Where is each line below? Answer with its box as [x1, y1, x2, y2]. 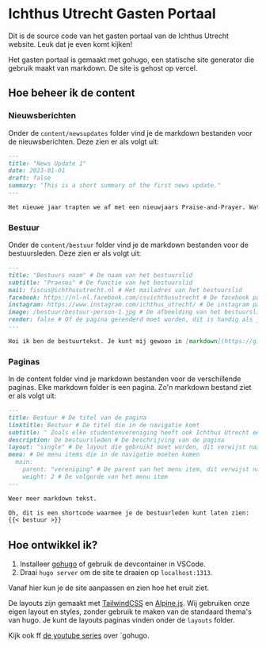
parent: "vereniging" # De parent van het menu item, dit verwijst [22, 465, 249, 473]
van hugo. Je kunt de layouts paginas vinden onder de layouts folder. [8, 615, 235, 625]
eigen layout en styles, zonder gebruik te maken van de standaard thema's [8, 607, 252, 616]
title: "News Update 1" [8, 160, 87, 168]
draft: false [8, 174, 51, 183]
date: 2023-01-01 [8, 167, 66, 175]
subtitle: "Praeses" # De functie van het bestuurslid [8, 279, 193, 287]
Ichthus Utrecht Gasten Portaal [8, 5, 216, 23]
